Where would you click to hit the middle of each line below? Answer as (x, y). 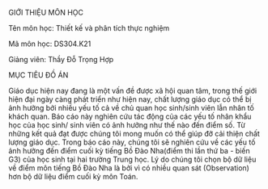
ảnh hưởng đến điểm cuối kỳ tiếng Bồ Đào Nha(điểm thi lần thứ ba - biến (129, 151)
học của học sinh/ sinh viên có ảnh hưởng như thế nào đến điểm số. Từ (127, 125)
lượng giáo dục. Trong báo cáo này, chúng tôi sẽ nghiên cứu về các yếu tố (132, 142)
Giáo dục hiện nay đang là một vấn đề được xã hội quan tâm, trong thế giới (133, 90)
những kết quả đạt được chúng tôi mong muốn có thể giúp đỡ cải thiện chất (134, 134)
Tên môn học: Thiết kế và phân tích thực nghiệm (89, 28)
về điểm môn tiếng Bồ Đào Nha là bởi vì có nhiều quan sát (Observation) (129, 168)
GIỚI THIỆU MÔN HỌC (46, 13)
